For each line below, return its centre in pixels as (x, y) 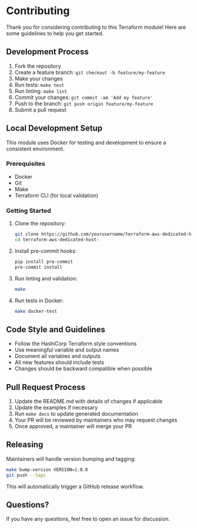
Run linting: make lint (41, 91)
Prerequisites (26, 164)
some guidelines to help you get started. (55, 33)
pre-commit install (39, 267)
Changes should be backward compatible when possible (84, 369)
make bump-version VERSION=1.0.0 (47, 469)
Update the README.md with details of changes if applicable (89, 402)
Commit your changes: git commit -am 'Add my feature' (84, 97)
